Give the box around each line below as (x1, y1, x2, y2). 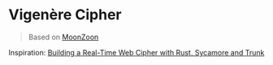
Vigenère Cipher (8, 6, 122, 24)
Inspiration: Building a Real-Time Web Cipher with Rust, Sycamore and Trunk (8, 47, 265, 57)
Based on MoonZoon (28, 32, 99, 42)
